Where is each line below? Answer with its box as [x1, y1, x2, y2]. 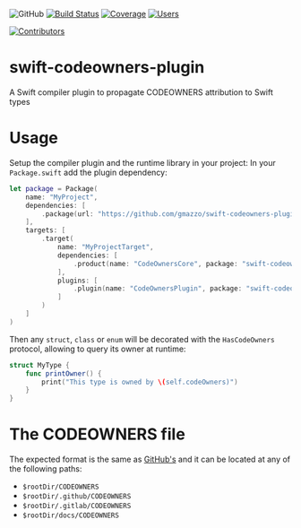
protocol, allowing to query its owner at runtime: [9, 343, 186, 354]
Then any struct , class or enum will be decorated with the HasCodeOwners [9, 333, 275, 344]
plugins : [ [56, 276, 99, 285]
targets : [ [25, 226, 66, 235]
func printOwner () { [25, 368, 102, 378]
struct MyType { [9, 360, 70, 369]
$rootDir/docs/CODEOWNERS [21, 511, 119, 520]
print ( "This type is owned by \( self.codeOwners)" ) [41, 377, 239, 386]
